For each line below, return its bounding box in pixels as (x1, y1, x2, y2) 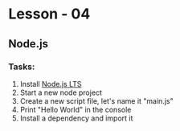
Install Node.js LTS (19, 79, 82, 88)
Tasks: (8, 61, 35, 72)
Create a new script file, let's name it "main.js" (19, 96, 174, 105)
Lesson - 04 (8, 5, 91, 23)
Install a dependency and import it (19, 113, 133, 123)
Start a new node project (19, 88, 103, 97)
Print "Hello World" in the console (19, 104, 132, 114)
